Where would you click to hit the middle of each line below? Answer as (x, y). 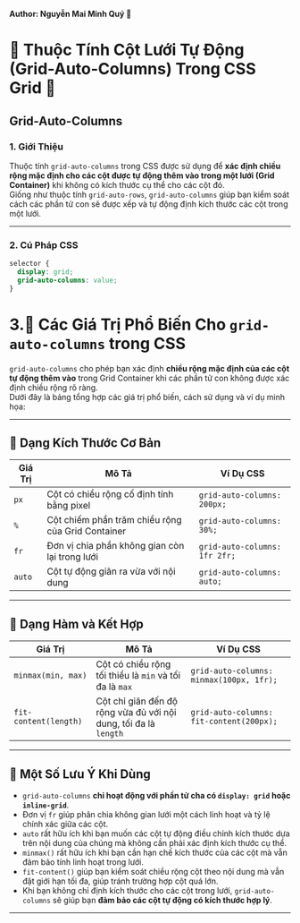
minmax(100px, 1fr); (234, 680)
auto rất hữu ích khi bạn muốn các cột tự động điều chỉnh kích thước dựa (156, 833)
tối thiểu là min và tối (138, 676)
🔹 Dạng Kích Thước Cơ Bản (85, 443)
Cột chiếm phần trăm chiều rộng (114, 520)
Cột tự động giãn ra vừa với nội (111, 571)
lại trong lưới (72, 557)
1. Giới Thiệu (37, 146)
